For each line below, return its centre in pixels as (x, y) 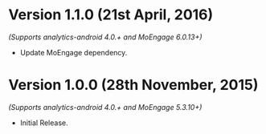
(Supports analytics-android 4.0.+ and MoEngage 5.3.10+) (105, 107)
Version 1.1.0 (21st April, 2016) (111, 15)
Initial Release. (44, 123)
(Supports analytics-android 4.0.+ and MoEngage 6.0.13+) (105, 37)
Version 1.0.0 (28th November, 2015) (133, 85)
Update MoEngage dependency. (74, 52)
